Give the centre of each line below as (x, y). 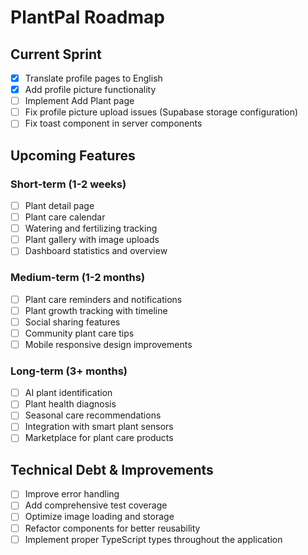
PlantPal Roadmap (87, 17)
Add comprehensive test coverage (96, 505)
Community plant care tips (79, 333)
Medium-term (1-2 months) (78, 278)
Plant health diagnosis (70, 404)
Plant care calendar (65, 217)
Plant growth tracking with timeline (96, 310)
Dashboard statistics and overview (96, 251)
